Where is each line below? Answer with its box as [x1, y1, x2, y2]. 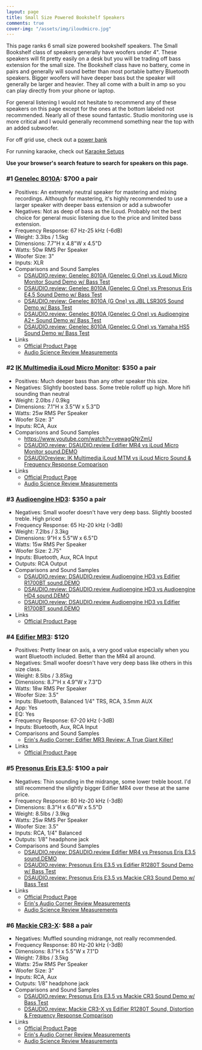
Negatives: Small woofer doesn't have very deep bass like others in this [14, 659, 192, 667]
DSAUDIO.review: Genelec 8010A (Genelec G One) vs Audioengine [23, 310, 189, 317]
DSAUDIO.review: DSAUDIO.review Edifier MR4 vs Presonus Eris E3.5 [23, 848, 196, 856]
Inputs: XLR [14, 259, 44, 266]
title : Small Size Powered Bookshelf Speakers [6, 14, 125, 21]
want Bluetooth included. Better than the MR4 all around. [14, 653, 156, 660]
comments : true [6, 20, 44, 26]
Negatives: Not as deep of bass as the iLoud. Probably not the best [14, 208, 182, 215]
